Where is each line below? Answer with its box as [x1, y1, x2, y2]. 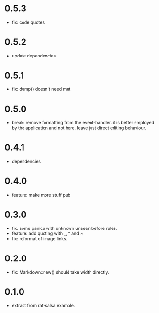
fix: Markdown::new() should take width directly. [11, 269, 109, 275]
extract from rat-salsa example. [11, 303, 75, 309]
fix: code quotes [11, 19, 45, 25]
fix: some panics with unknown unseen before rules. [11, 225, 117, 231]
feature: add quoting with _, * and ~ [11, 230, 84, 236]
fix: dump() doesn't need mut [11, 86, 71, 92]
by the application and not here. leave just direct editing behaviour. [11, 125, 146, 131]
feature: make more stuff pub [11, 192, 71, 198]
